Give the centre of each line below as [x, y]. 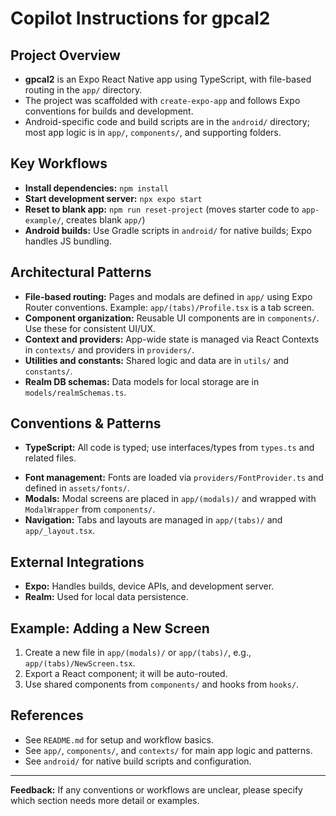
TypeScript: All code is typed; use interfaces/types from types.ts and [169, 448]
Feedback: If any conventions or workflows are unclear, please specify [156, 789]
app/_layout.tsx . [60, 531]
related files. [50, 458]
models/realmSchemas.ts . [75, 392]
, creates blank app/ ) [103, 219]
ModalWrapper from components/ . [90, 509]
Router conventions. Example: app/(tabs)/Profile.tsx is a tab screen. [169, 307]
